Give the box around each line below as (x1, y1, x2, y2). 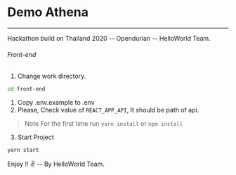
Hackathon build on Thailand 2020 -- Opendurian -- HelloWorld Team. (7, 34, 211, 42)
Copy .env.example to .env (17, 98, 95, 107)
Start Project (17, 133, 54, 141)
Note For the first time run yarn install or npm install (24, 119, 183, 128)
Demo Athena (7, 4, 89, 20)
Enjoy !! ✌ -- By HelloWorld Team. (7, 160, 105, 168)
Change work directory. (17, 72, 86, 81)
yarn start (7, 147, 39, 154)
